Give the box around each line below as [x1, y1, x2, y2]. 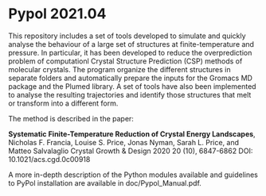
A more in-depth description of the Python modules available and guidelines [8, 170, 259, 179]
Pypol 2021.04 [8, 5, 107, 23]
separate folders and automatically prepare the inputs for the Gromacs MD [8, 73, 253, 83]
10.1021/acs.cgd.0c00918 [8, 154, 91, 163]
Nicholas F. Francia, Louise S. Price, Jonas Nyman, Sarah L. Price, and [8, 137, 240, 147]
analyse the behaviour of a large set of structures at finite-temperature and [8, 39, 255, 48]
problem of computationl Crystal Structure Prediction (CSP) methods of [8, 56, 243, 66]
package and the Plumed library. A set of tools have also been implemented [8, 81, 256, 91]
